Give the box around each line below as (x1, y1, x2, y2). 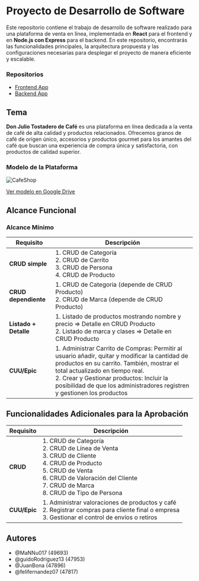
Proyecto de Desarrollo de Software (6, 4, 185, 18)
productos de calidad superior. (6, 149, 81, 156)
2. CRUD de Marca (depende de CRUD (55, 295, 163, 304)
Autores (6, 533, 37, 544)
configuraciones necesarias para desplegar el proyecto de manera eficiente (6, 49, 191, 56)
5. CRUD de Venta (42, 466, 93, 475)
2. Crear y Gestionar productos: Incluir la (55, 374, 168, 383)
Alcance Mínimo (6, 223, 54, 231)
